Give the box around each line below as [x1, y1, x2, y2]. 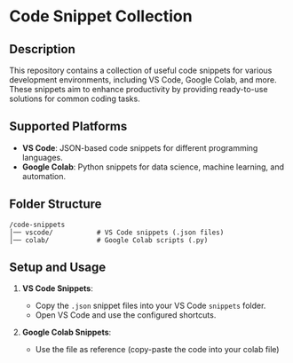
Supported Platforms [9, 119, 128, 134]
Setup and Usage [9, 260, 107, 275]
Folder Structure [9, 197, 102, 212]
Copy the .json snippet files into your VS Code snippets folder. [35, 300, 266, 312]
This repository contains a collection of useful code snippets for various [9, 65, 273, 75]
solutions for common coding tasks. [9, 93, 140, 104]
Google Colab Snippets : [21, 327, 112, 338]
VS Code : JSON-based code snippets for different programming [21, 142, 258, 153]
